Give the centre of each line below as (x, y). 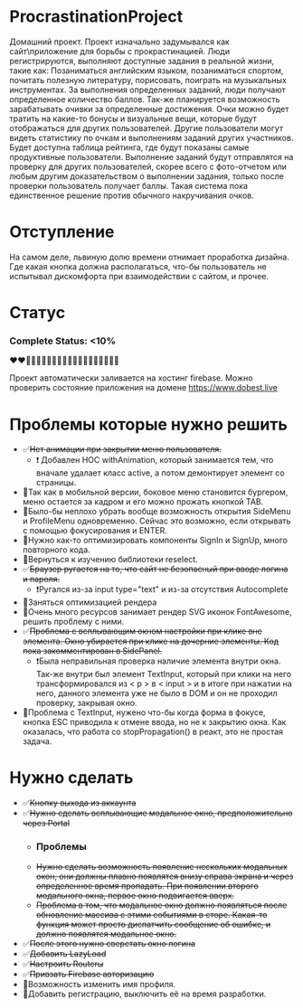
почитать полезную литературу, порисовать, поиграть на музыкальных (148, 80)
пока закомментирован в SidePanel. (92, 651)
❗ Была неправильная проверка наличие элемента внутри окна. (158, 661)
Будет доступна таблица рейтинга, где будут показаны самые (129, 147)
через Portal (46, 824)
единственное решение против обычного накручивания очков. (132, 195)
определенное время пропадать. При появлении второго (147, 886)
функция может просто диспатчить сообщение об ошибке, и (153, 924)
